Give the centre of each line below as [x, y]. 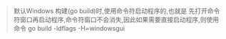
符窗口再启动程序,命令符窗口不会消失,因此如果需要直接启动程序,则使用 [116, 19]
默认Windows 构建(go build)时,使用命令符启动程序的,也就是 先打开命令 [117, 11]
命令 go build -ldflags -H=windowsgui [69, 28]
